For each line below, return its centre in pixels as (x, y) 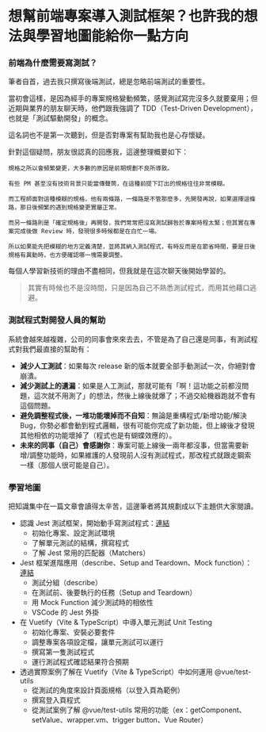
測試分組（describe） (67, 583)
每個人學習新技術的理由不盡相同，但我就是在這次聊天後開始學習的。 (119, 271)
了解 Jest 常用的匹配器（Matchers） (91, 553)
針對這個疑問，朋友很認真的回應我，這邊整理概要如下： (98, 152)
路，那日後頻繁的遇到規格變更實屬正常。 (64, 208)
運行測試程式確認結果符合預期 (80, 662)
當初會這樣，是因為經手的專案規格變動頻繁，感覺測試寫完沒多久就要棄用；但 (133, 98)
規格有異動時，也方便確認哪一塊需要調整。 (67, 255)
